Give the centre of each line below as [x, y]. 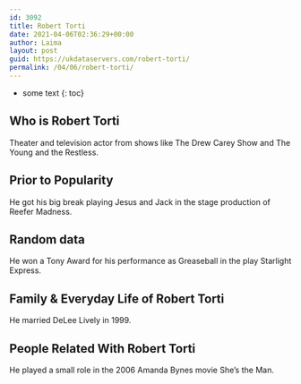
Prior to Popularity [61, 180]
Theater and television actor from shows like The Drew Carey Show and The [150, 142]
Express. [26, 270]
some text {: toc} [53, 93]
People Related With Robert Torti [103, 349]
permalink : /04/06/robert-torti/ [72, 68]
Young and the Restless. [54, 152]
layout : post [34, 51]
